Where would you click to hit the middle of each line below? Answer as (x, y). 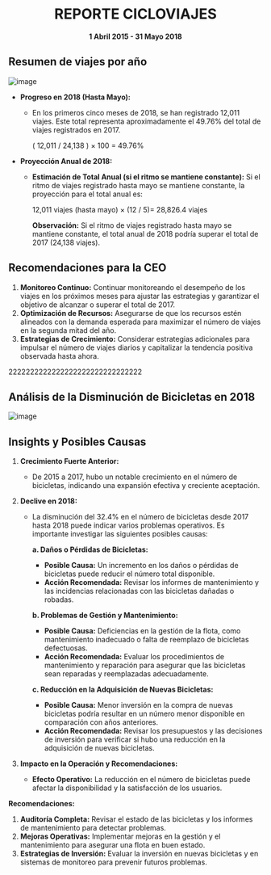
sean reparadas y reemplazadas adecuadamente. (126, 674)
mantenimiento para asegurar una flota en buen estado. (113, 845)
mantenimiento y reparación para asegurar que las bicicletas (145, 665)
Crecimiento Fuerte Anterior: (69, 461)
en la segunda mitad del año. (68, 330)
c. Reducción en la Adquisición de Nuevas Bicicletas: (123, 690)
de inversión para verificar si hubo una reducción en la (135, 739)
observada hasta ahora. (59, 355)
